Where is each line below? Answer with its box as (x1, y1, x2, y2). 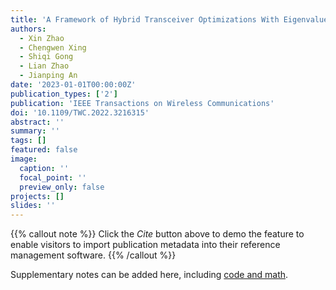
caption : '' (19, 163, 70, 173)
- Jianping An (19, 71, 78, 81)
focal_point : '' (19, 172, 87, 183)
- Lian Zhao (19, 61, 70, 71)
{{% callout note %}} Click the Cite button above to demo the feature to (10, 228, 305, 240)
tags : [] (10, 136, 47, 146)
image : (10, 154, 38, 164)
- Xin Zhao (19, 33, 65, 43)
